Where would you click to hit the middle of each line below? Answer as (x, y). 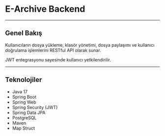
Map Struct (24, 128)
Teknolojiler (24, 80)
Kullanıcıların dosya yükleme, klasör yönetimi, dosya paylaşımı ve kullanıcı (80, 45)
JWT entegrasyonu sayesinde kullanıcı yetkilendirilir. (58, 59)
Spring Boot (24, 97)
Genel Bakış (24, 33)
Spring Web (24, 102)
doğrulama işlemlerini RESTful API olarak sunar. (53, 50)
